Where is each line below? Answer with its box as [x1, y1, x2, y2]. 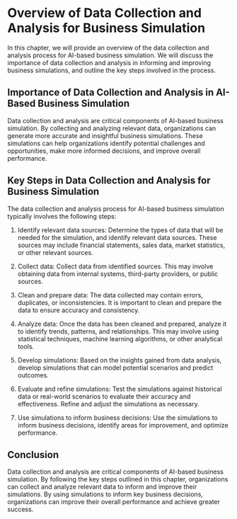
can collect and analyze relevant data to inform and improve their [7, 483, 197, 491]
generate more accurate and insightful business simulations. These [7, 131, 203, 139]
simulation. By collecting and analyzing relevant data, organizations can [7, 124, 216, 132]
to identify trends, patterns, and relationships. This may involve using [17, 327, 219, 336]
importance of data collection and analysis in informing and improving [7, 58, 211, 67]
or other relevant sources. [17, 248, 93, 256]
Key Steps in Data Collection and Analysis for [7, 175, 211, 187]
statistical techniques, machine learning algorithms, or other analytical [17, 334, 223, 343]
